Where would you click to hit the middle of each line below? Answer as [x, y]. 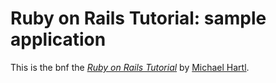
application [58, 39]
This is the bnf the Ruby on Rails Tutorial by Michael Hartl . [130, 67]
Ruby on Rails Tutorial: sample [138, 18]
